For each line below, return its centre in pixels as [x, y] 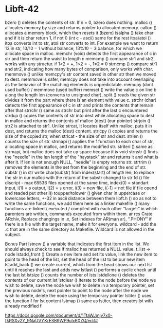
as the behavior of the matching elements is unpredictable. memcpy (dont [79, 84]
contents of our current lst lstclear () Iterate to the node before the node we [81, 280]
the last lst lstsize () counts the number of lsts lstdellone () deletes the [75, 275]
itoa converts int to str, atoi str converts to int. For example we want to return [82, 43]
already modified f [23, 306]
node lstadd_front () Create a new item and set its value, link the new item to [81, 254]
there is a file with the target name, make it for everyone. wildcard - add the [81, 224]
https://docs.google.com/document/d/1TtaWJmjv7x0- [59, 315]
